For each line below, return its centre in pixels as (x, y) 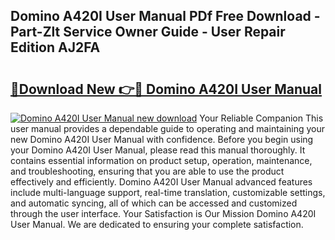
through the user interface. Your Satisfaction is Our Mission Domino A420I (163, 213)
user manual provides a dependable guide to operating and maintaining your (168, 128)
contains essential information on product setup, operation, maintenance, (161, 160)
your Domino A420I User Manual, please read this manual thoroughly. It (158, 150)
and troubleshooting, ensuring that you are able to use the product (147, 171)
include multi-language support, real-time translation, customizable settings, (168, 192)
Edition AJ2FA (55, 47)
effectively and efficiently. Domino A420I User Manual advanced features (161, 182)
